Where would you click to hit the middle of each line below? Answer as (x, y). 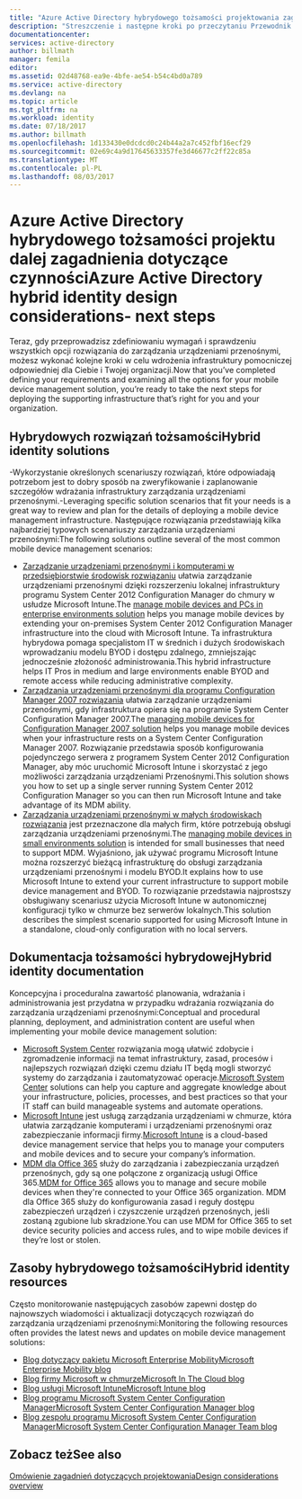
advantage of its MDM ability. (77, 805)
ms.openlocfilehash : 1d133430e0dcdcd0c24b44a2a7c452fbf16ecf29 (130, 143)
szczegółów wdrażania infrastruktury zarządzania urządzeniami (128, 491)
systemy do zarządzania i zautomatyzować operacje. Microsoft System (153, 1077)
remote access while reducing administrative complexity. (128, 681)
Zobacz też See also (66, 1454)
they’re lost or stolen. (62, 1240)
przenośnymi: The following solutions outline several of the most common (145, 539)
